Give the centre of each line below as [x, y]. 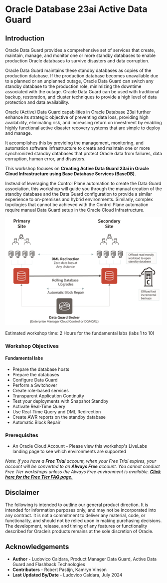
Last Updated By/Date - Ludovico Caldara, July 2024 [67, 575]
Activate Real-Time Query [39, 406]
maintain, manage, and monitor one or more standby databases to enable [81, 55]
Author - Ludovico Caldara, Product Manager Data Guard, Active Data [84, 559]
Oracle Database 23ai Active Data [76, 9]
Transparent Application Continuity [48, 396]
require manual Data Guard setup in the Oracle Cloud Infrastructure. [75, 210]
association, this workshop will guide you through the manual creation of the [84, 189]
